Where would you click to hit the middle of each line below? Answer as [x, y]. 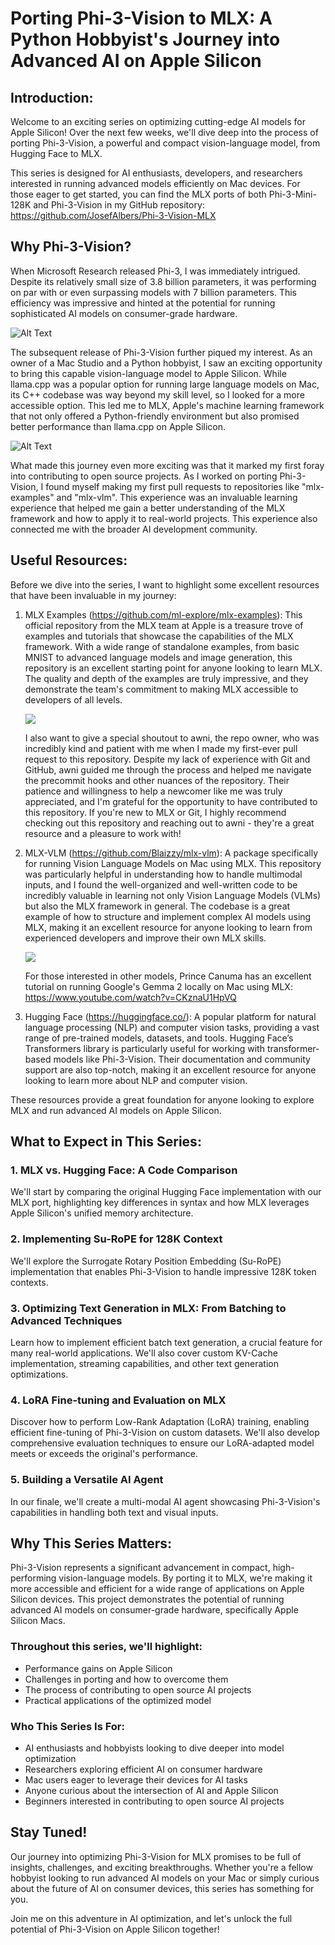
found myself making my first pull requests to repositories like [172, 486]
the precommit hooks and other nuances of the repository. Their [157, 780]
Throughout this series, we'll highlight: [106, 1647]
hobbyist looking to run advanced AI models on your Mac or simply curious [165, 1878]
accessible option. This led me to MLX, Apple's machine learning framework [167, 405]
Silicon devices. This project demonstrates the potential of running [147, 1599]
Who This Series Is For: [67, 1726]
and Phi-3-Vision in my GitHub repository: [119, 205]
